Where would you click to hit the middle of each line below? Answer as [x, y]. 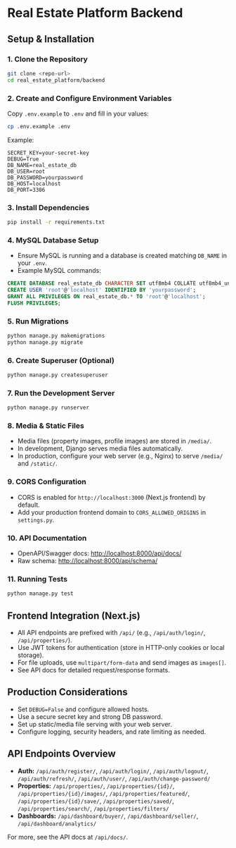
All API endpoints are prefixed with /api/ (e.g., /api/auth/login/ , [111, 633]
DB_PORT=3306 [26, 190]
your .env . [32, 263]
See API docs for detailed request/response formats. [93, 670]
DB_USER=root [26, 171]
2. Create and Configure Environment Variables [90, 98]
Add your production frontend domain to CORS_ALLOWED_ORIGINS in [111, 512]
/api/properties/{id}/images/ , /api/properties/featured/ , [104, 793]
